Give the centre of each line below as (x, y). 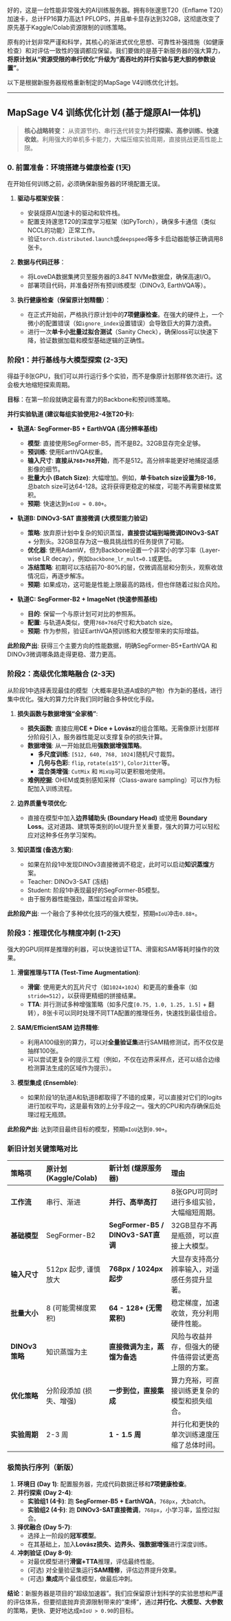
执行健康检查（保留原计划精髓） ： (64, 300)
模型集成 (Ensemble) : (47, 1083)
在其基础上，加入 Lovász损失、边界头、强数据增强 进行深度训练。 (119, 1544)
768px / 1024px (136, 1269)
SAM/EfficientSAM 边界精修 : (58, 1028)
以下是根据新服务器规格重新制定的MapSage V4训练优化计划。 (95, 82)
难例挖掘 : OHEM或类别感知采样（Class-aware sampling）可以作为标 (124, 780)
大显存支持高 (192, 1259)
